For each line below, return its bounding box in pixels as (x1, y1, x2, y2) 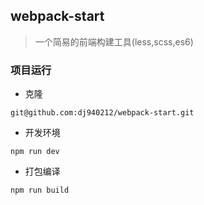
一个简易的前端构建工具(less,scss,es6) (34, 35, 194, 48)
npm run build (10, 185, 70, 196)
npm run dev (10, 147, 60, 157)
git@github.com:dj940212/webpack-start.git (10, 108, 195, 118)
